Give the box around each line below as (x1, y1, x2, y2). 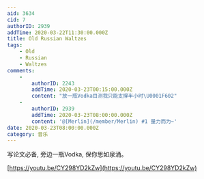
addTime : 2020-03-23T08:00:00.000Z (31, 111, 133, 118)
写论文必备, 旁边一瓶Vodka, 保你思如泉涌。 (7, 150, 128, 159)
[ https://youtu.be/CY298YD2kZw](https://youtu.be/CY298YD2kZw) (7, 164, 197, 172)
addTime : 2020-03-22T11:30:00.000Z (7, 29, 108, 36)
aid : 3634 (7, 10, 35, 17)
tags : (7, 42, 23, 49)
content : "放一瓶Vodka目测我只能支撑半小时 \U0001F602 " (31, 93, 177, 100)
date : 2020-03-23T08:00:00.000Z (7, 124, 99, 131)
